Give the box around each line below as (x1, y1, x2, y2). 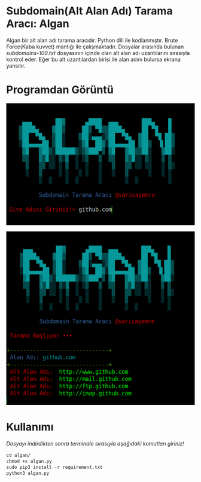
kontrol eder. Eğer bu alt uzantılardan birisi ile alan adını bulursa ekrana (6, 56, 181, 63)
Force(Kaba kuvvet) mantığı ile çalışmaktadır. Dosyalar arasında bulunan (6, 43, 184, 50)
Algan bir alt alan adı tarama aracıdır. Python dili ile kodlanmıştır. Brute (6, 36, 178, 44)
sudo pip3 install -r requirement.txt (6, 464, 103, 470)
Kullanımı (6, 420, 54, 434)
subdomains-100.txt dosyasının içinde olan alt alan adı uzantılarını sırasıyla (6, 49, 190, 56)
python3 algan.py (6, 470, 50, 476)
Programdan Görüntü (6, 83, 114, 97)
